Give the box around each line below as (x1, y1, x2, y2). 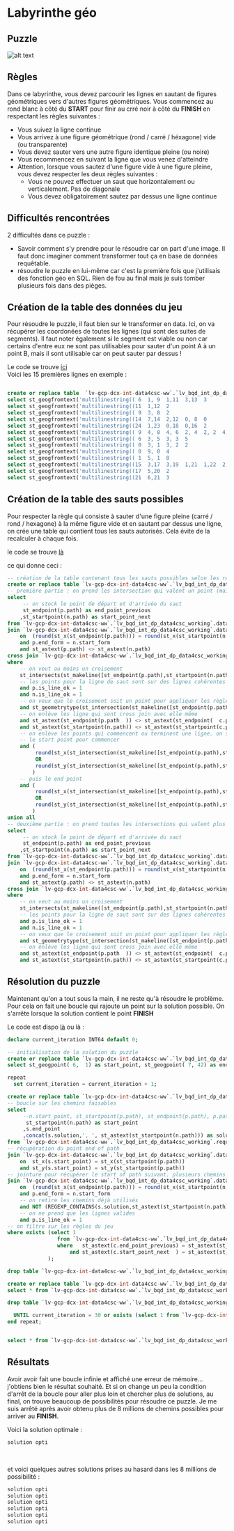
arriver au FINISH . (7, 1412, 59, 1420)
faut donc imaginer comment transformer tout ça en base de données (17, 251, 218, 260)
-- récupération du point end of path (7, 1145, 120, 1152)
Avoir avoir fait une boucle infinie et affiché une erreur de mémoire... (7, 1374, 203, 1383)
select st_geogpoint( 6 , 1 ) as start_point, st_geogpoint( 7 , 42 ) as (7, 1062, 217, 1068)
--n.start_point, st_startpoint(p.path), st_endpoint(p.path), (22, 1112, 210, 1119)
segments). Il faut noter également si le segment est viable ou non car (7, 334, 208, 343)
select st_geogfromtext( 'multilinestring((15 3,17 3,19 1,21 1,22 (7, 461, 217, 468)
